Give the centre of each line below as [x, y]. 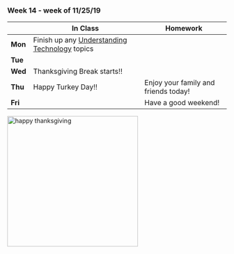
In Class [86, 29]
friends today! [167, 91]
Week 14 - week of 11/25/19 [54, 10]
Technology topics [63, 49]
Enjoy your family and [180, 83]
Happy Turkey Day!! [65, 87]
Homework [184, 29]
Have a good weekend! [182, 103]
